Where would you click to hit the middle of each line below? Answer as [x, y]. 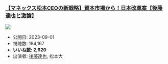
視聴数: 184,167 [28, 44]
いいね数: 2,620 [30, 50]
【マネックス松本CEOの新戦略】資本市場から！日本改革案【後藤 [84, 8]
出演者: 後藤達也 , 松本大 [38, 56]
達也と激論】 [21, 15]
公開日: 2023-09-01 [33, 37]
